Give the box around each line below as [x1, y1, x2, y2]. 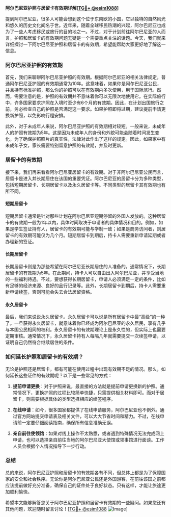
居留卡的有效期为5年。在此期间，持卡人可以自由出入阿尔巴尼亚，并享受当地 [5, 270, 164, 276]
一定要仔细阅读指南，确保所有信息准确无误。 [21, 419, 116, 425]
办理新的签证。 [5, 238, 37, 244]
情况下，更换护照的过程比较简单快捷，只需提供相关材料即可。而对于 [17, 390, 160, 396]
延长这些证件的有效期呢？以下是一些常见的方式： [9, 372, 112, 378]
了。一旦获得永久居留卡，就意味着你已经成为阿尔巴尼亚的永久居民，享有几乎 [5, 320, 166, 326]
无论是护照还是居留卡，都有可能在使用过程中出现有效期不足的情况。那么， [5, 366, 161, 372]
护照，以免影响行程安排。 [14, 112, 68, 119]
